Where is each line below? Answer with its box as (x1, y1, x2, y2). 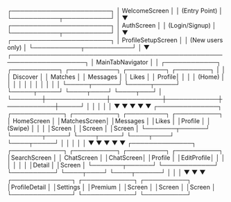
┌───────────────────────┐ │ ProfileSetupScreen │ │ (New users (7, 36, 223, 44)
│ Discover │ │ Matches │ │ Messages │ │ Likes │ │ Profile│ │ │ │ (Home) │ (7, 73, 225, 81)
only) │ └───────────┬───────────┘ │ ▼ (7, 44, 151, 51)
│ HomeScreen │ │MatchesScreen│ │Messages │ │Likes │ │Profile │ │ (7, 117, 212, 125)
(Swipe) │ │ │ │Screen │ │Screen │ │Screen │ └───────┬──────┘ (7, 125, 210, 132)
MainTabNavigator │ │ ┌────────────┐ (96, 58, 221, 66)
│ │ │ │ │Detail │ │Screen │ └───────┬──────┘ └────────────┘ (7, 161, 219, 169)
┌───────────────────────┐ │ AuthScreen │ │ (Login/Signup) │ (7, 21, 216, 29)
